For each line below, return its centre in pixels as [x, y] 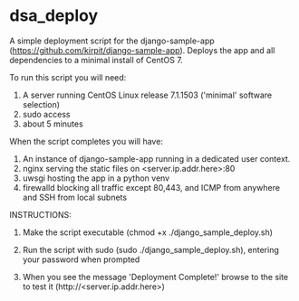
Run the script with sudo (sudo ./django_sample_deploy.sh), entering [150, 249]
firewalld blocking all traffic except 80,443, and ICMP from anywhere [151, 187]
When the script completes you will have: [86, 141]
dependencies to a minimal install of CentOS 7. [96, 60]
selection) [41, 104]
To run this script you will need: [68, 77]
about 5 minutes [53, 124]
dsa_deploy [54, 16]
